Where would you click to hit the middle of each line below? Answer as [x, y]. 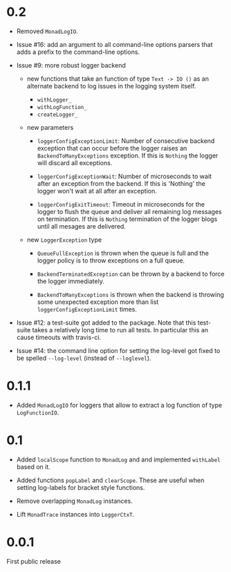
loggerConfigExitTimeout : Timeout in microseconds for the [121, 204]
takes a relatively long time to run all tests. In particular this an [120, 330]
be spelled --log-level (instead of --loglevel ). [84, 358]
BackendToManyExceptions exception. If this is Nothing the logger [128, 155]
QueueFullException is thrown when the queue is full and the [123, 253]
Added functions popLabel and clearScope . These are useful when [110, 480]
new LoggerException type [64, 240]
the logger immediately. [71, 281]
